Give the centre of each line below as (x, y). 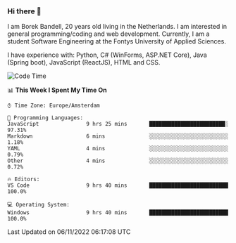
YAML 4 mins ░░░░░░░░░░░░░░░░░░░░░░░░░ (118, 149)
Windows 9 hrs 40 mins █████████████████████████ (118, 213)
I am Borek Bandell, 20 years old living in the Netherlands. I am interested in (117, 27)
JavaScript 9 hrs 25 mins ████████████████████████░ (118, 124)
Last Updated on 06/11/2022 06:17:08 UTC (69, 232)
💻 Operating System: (39, 205)
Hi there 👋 (25, 11)
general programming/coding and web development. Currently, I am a (108, 34)
